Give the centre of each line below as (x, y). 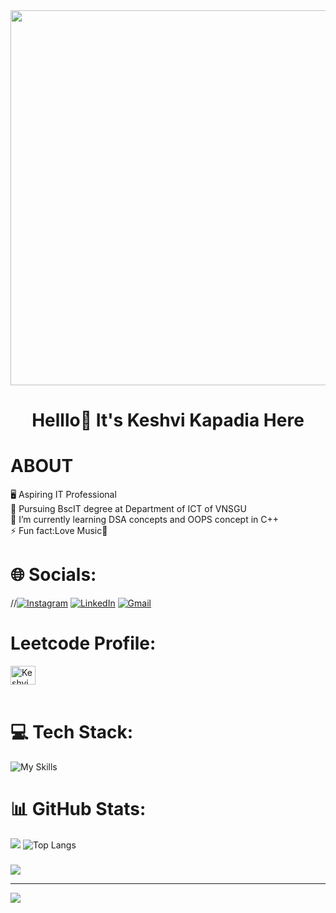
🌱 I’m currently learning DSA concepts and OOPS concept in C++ (145, 520)
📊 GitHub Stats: (78, 809)
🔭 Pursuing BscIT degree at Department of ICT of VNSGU (128, 509)
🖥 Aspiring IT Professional (63, 495)
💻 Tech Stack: (72, 732)
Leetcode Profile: (83, 643)
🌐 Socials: (53, 575)
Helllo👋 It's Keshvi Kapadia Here (168, 420)
